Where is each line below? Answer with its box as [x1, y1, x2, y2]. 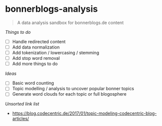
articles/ [12, 116, 30, 122]
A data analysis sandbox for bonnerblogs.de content [17, 20, 124, 25]
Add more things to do [12, 61, 58, 67]
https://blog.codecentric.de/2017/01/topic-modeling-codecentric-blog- [12, 110, 157, 116]
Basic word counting [12, 80, 54, 86]
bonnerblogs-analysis [5, 3, 98, 15]
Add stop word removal [12, 55, 60, 61]
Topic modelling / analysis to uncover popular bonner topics [12, 86, 134, 92]
